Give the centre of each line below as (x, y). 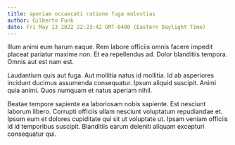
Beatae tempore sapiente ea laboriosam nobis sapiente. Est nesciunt (107, 104)
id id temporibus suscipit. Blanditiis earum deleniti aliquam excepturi (106, 127)
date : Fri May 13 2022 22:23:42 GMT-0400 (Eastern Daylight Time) (107, 27)
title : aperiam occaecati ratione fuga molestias (82, 14)
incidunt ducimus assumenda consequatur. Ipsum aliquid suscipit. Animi (112, 83)
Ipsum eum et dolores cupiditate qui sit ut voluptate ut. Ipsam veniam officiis (118, 119)
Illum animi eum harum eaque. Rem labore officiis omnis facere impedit (110, 47)
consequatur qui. (32, 134)
